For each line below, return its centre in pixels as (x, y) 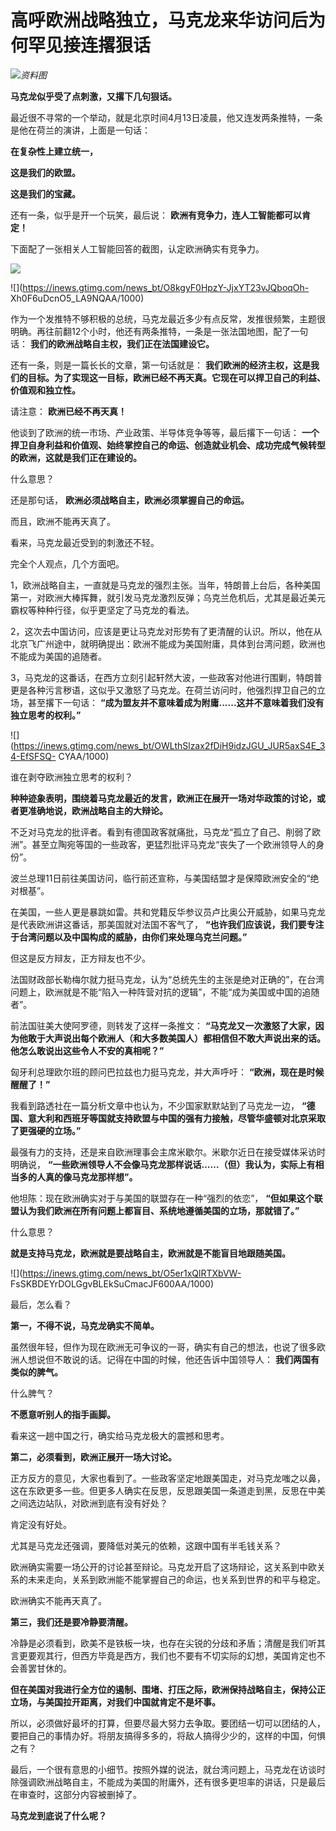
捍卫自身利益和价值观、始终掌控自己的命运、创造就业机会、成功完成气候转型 (168, 445)
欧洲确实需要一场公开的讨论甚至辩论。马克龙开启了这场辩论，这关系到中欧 (163, 1567)
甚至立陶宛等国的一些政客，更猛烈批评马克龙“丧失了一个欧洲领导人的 (174, 844)
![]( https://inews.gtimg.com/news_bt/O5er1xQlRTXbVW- (126, 1273)
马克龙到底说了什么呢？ (58, 1815)
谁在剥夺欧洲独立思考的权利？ (71, 777)
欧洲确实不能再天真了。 (58, 1600)
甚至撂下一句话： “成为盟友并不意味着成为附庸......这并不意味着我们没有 (176, 702)
